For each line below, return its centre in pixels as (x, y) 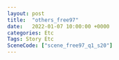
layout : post (26, 13)
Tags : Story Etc (30, 39)
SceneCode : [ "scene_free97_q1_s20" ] (60, 46)
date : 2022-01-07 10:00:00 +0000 (58, 26)
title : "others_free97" (43, 20)
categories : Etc (30, 33)
